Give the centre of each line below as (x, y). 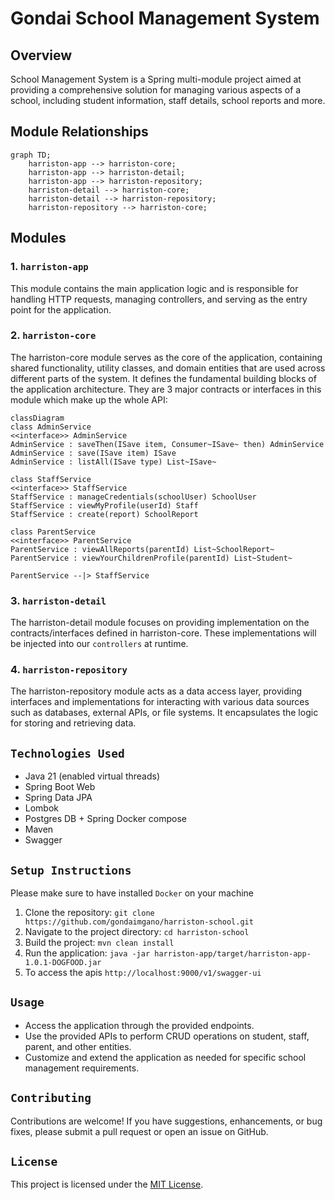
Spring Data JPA (58, 798)
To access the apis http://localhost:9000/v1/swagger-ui (143, 973)
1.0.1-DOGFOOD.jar (63, 963)
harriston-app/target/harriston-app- (233, 954)
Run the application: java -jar (87, 953)
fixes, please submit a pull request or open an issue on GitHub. (139, 1131)
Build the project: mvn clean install (99, 943)
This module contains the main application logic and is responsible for (154, 288)
